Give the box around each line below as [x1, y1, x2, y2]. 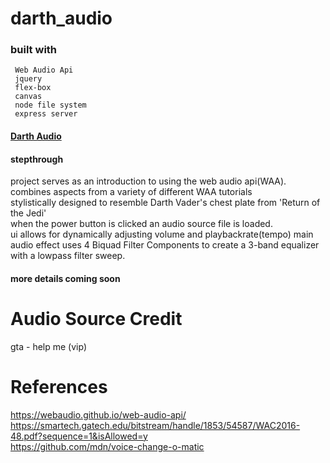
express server [14, 109, 78, 119]
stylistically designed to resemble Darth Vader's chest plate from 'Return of [10, 197, 321, 209]
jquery [14, 74, 43, 84]
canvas [14, 92, 43, 102]
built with [10, 43, 58, 57]
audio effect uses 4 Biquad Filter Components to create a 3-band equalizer [10, 239, 320, 251]
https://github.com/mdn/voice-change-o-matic [10, 440, 205, 452]
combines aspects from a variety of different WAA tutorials [10, 186, 253, 198]
